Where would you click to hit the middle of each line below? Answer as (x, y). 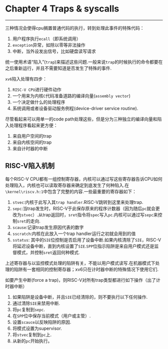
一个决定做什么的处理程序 (39, 102)
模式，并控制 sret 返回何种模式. (48, 252)
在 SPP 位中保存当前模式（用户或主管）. (51, 316)
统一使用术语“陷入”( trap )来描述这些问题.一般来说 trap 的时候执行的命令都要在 (84, 62)
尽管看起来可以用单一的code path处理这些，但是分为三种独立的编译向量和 (81, 119)
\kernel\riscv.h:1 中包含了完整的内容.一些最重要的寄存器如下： (71, 191)
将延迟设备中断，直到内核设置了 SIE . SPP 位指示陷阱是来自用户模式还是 (83, 246)
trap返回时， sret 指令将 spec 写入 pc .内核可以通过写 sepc (98, 214)
